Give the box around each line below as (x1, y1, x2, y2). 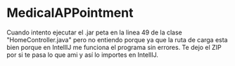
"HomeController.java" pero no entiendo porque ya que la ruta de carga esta (6, 35, 228, 44)
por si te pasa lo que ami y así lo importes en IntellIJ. (6, 51, 159, 59)
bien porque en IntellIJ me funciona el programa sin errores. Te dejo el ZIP (6, 43, 222, 51)
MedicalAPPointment (6, 5, 134, 21)
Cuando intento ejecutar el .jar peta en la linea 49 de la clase (6, 28, 182, 37)
